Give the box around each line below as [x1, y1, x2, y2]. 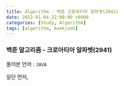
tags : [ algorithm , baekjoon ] [6, 25, 78, 31]
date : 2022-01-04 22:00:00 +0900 [6, 14, 89, 20]
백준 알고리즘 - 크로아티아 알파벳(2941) [6, 46, 112, 54]
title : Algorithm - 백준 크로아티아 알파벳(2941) [6, 8, 119, 15]
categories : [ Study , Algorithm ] [6, 20, 86, 26]
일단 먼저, [6, 73, 28, 80]
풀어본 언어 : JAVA [6, 60, 47, 68]
